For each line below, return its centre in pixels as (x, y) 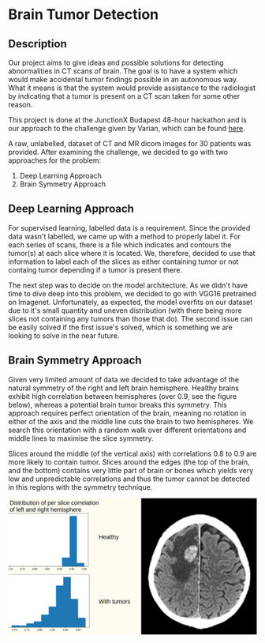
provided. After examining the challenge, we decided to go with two (118, 152)
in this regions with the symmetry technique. (80, 487)
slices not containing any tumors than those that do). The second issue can (131, 318)
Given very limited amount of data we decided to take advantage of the (123, 379)
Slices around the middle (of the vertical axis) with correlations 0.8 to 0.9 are (132, 453)
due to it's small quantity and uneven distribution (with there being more (125, 310)
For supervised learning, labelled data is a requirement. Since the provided (129, 227)
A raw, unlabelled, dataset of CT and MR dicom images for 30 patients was (130, 143)
